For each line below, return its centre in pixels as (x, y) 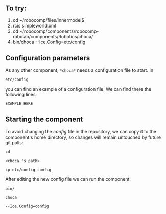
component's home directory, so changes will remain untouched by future (83, 137)
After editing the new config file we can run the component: (68, 179)
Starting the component (44, 119)
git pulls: (14, 142)
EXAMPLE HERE (19, 104)
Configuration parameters (48, 58)
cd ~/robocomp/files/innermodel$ (49, 20)
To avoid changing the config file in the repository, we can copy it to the (81, 131)
